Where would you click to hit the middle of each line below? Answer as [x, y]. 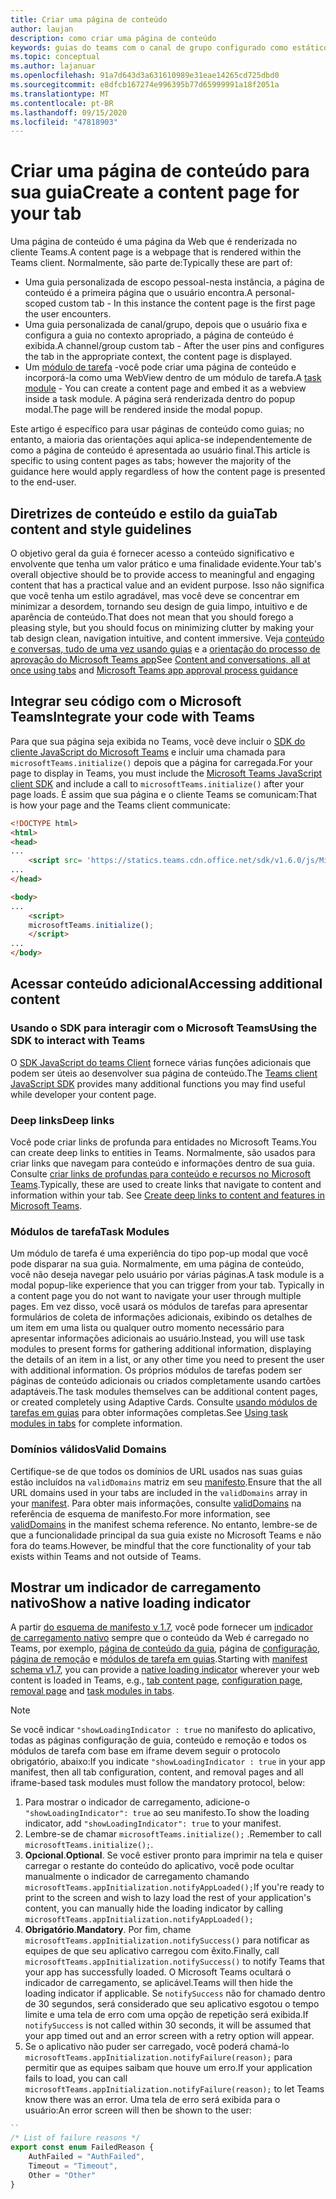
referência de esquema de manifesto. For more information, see [140, 1513]
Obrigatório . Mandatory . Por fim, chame [108, 1930]
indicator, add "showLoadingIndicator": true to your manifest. [153, 1823]
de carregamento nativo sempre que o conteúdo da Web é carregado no [160, 1638]
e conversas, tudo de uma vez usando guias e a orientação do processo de [165, 649]
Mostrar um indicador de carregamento [136, 1587]
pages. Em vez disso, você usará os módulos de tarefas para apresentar [159, 1307]
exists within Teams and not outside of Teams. [106, 1556]
